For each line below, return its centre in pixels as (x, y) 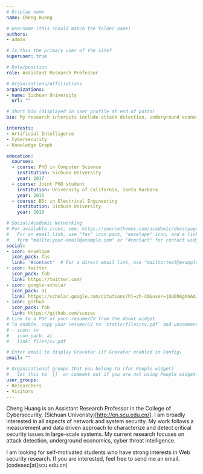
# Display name (25, 12)
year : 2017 (31, 179)
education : (20, 156)
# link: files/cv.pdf (36, 341)
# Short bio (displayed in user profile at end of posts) (81, 112)
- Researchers (24, 386)
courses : (23, 162)
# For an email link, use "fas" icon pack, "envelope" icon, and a (96, 234)
